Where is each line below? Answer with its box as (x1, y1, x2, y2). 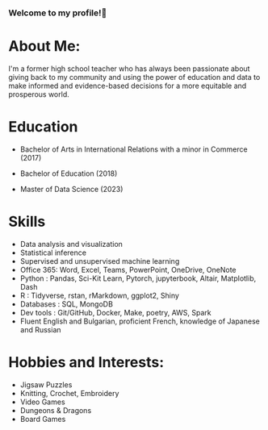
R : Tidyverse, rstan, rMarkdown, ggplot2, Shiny (19, 290, 180, 300)
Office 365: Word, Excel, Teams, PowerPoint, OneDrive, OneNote (19, 265, 237, 274)
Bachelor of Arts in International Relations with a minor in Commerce (19, 144, 248, 154)
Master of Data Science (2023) (19, 184, 124, 194)
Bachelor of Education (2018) (19, 169, 118, 178)
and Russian (19, 324, 62, 334)
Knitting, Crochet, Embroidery (19, 388, 119, 398)
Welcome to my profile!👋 (8, 7, 107, 19)
